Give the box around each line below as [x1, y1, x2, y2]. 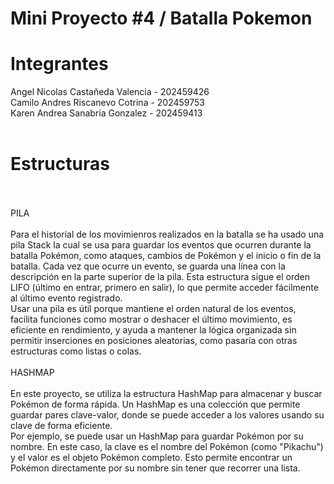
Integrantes [10, 53, 109, 76]
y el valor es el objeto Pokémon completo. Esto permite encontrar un [10, 452, 293, 464]
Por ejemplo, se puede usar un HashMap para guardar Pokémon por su [10, 430, 304, 442]
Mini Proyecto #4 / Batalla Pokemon [10, 7, 313, 30]
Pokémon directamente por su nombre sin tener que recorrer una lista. [10, 462, 301, 474]
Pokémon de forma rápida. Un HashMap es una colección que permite [10, 398, 301, 411]
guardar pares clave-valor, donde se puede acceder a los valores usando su [10, 409, 325, 421]
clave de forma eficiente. [10, 420, 113, 432]
